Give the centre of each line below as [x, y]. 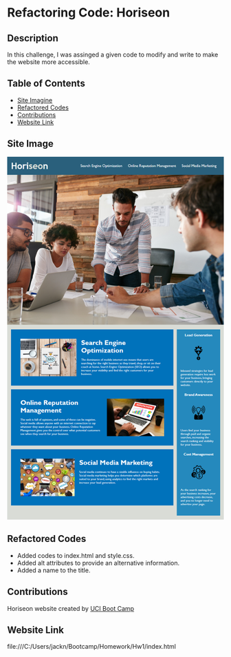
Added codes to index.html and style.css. [76, 555]
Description [33, 38]
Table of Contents [46, 84]
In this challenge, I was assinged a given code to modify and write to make [113, 54]
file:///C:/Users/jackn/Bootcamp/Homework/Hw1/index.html [92, 647]
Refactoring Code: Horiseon [89, 13]
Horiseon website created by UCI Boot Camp [71, 608]
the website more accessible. [49, 62]
